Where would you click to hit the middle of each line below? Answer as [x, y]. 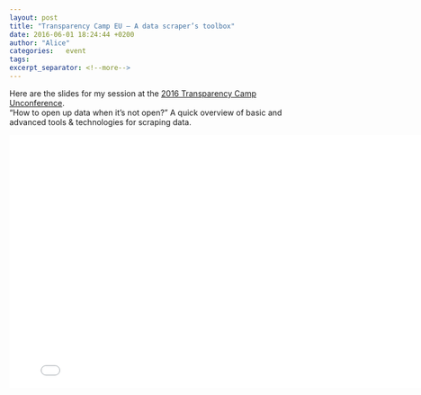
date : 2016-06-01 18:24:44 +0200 [72, 34]
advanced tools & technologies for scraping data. [100, 121]
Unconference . [37, 103]
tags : [19, 59]
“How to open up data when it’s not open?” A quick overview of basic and [146, 112]
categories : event [48, 51]
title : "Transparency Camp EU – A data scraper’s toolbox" [122, 26]
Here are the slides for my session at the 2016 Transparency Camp [133, 93]
